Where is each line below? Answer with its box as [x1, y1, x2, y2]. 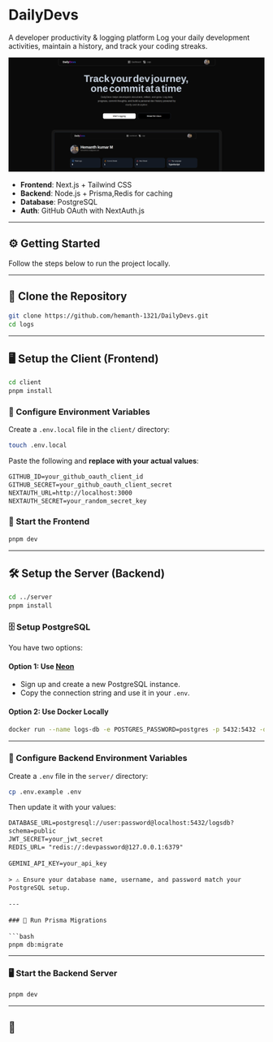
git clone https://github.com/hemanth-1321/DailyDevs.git [8, 312, 209, 320]
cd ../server [8, 593, 53, 601]
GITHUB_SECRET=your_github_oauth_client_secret [8, 481, 173, 489]
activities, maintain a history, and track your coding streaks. [8, 41, 208, 50]
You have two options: [8, 643, 84, 652]
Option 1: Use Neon [8, 661, 75, 671]
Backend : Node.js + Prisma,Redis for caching [19, 188, 173, 198]
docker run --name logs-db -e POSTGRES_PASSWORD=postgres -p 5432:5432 [8, 725, 256, 734]
